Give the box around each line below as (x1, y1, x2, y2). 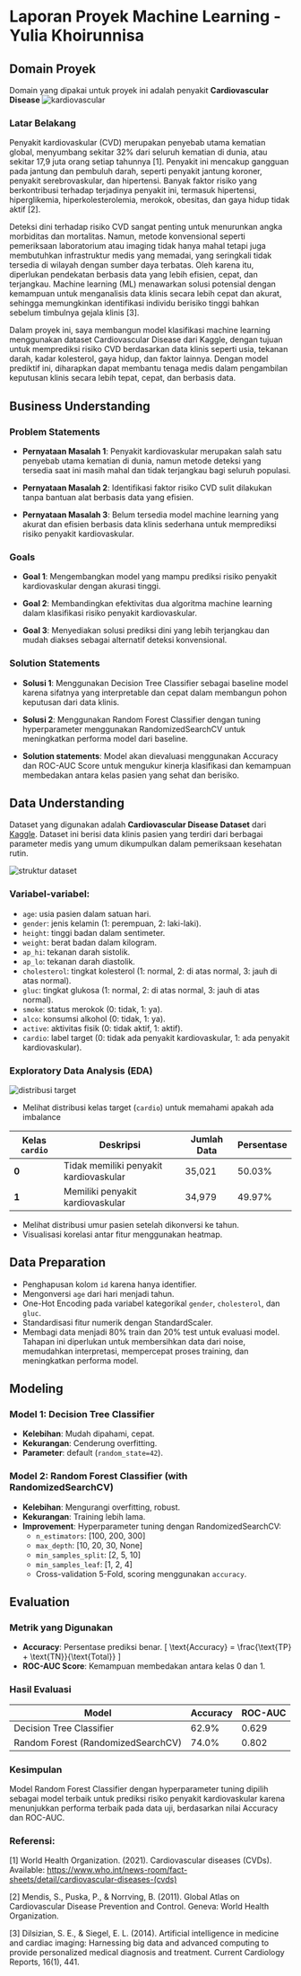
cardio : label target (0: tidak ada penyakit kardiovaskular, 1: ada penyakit (21, 1032, 290, 1043)
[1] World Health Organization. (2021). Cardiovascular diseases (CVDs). (9, 1855, 272, 1866)
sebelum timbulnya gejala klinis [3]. (9, 307, 140, 318)
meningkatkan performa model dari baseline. (21, 733, 188, 744)
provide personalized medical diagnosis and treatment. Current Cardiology (9, 1947, 285, 1958)
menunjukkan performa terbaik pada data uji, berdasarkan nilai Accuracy (9, 1803, 279, 1813)
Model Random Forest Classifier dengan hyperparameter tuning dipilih (9, 1784, 269, 1795)
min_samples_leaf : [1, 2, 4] (35, 1558, 133, 1569)
